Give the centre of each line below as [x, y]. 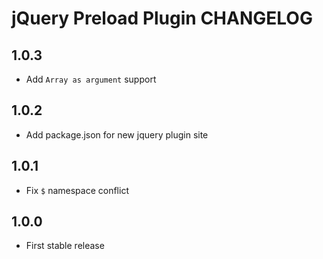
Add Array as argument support [91, 79]
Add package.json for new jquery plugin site [117, 134]
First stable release [65, 246]
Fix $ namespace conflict [77, 190]
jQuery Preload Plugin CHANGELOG [162, 18]
